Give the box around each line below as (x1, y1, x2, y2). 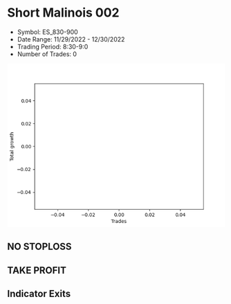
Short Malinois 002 (7, 5, 120, 21)
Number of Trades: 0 (17, 50, 77, 58)
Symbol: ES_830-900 (17, 28, 78, 36)
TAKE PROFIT (7, 265, 67, 276)
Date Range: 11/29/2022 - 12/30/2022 (17, 35, 125, 43)
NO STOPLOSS (7, 241, 72, 253)
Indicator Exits (7, 288, 71, 300)
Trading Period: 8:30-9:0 (17, 42, 89, 51)
